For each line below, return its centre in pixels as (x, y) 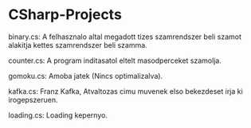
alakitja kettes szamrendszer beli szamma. (78, 45)
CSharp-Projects (65, 15)
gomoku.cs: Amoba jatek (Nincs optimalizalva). (86, 76)
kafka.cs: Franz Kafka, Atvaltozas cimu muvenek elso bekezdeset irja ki (125, 91)
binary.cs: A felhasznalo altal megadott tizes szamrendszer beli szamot (125, 37)
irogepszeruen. (33, 99)
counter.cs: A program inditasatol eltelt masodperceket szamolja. (115, 60)
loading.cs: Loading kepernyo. (58, 115)
